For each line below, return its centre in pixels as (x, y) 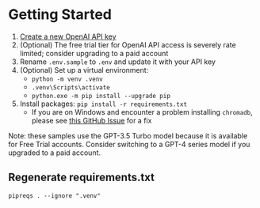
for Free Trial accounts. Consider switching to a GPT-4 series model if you (129, 144)
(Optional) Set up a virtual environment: (84, 70)
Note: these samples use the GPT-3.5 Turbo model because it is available (128, 135)
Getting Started (60, 15)
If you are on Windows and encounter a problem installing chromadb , (142, 112)
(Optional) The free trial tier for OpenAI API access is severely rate (128, 44)
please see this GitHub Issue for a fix (92, 120)
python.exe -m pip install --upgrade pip (101, 96)
